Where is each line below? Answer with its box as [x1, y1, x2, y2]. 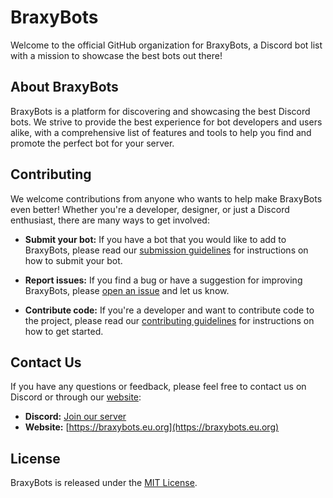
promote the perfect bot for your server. [10, 137, 175, 149]
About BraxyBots [10, 79, 119, 96]
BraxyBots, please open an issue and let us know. [24, 284, 230, 296]
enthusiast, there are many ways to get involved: [10, 214, 210, 226]
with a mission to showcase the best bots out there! [10, 49, 223, 61]
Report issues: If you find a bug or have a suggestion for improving [24, 274, 303, 286]
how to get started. [24, 325, 104, 337]
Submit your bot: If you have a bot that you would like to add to [24, 233, 287, 245]
